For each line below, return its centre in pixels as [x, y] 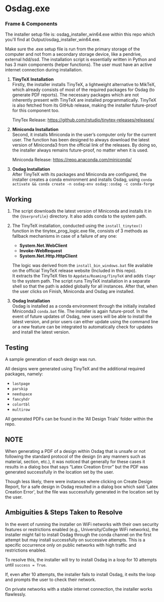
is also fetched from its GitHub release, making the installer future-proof [84, 105]
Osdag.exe [28, 9]
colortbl [21, 405]
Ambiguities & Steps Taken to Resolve [64, 512]
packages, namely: [24, 374]
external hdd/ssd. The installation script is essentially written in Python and [81, 60]
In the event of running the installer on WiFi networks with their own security [82, 524]
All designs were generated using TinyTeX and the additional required [75, 369]
